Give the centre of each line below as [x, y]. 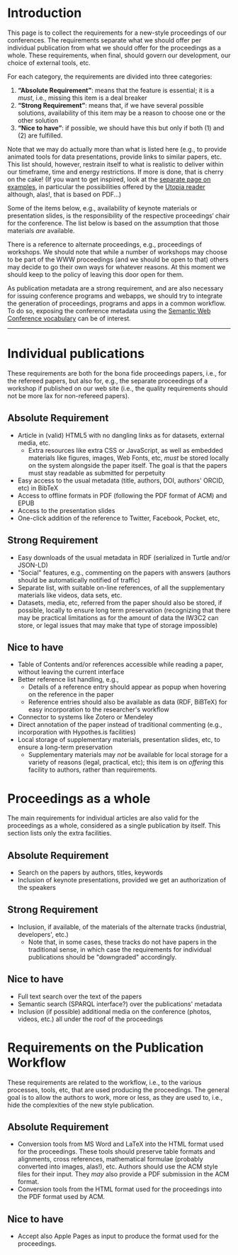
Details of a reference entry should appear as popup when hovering [127, 687]
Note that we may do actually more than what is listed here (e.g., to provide [117, 149]
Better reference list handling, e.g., [68, 680]
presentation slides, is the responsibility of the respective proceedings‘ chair [119, 215]
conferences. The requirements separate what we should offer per [104, 40]
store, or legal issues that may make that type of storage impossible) [118, 625]
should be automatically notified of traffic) [79, 580]
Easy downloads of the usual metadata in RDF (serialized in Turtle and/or [124, 557]
